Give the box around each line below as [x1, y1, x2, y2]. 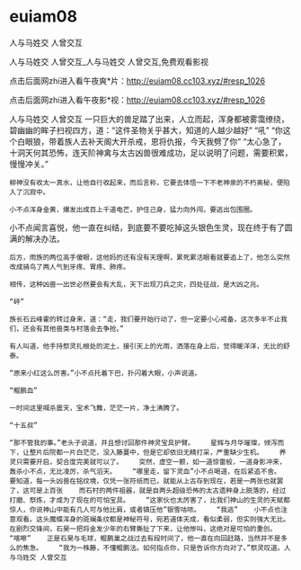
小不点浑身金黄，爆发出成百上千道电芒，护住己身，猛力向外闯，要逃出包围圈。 [9, 205, 257, 214]
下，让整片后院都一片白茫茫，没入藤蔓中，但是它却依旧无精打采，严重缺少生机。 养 [9, 448, 287, 457]
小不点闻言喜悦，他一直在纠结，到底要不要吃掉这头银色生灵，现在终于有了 [9, 222, 285, 233]
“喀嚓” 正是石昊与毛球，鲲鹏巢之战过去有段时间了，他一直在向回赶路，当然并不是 [9, 533, 281, 543]
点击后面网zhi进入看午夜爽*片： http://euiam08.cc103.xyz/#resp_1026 [9, 75, 266, 86]
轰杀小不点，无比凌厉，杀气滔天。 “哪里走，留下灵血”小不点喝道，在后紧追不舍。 [9, 467, 281, 476]
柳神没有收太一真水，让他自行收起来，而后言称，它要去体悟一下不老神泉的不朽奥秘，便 [9, 178, 284, 187]
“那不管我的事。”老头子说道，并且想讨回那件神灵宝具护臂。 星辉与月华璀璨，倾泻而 [9, 438, 285, 447]
